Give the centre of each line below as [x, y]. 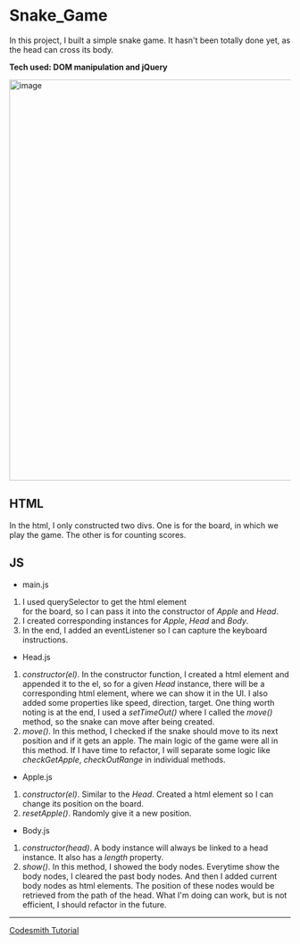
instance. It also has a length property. [92, 857]
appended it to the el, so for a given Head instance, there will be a [143, 683]
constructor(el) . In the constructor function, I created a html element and [156, 674]
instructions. [45, 640]
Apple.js [37, 776]
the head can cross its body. [62, 49]
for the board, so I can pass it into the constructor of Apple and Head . [150, 611]
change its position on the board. [83, 803]
